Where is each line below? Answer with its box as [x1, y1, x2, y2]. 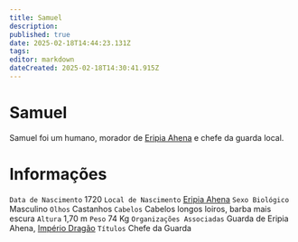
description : [9, 22, 59, 31]
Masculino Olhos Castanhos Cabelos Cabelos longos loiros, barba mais [9, 203, 272, 214]
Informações [9, 164, 107, 184]
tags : [9, 47, 30, 56]
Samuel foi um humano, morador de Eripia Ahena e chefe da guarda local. [9, 132, 284, 143]
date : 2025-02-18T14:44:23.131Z [9, 38, 131, 48]
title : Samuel [9, 13, 63, 23]
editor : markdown [9, 55, 75, 64]
